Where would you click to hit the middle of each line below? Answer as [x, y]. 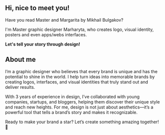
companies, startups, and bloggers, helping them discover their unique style [82, 102]
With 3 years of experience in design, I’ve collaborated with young [72, 96]
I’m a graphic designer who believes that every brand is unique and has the [81, 71]
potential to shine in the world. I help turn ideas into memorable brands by [80, 77]
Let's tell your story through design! [43, 44]
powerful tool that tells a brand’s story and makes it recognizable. [71, 112]
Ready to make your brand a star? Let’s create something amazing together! [82, 122]
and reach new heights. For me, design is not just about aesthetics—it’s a [79, 107]
